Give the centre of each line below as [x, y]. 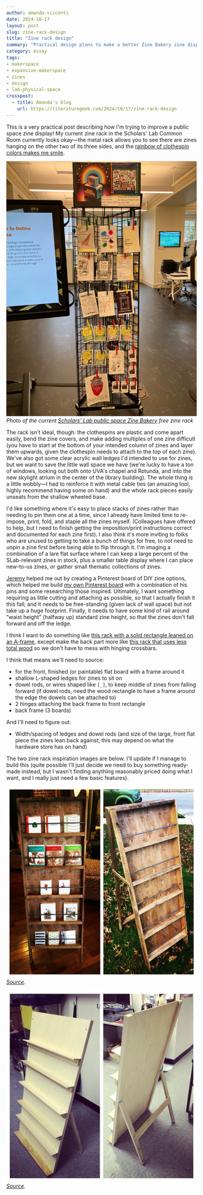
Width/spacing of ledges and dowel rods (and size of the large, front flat [105, 734]
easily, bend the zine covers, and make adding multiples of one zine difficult [101, 438]
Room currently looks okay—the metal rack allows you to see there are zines [101, 140]
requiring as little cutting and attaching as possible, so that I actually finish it [101, 597]
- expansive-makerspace [36, 70]
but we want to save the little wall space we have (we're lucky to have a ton [100, 464]
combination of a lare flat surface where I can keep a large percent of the [97, 553]
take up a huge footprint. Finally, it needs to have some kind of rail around [98, 611]
